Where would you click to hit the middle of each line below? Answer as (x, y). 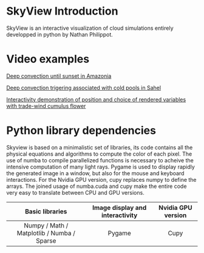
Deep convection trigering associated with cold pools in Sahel (84, 88)
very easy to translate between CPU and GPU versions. (75, 192)
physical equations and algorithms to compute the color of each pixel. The (99, 154)
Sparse (46, 240)
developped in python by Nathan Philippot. (60, 34)
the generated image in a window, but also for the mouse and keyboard (95, 173)
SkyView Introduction (62, 11)
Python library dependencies (81, 130)
